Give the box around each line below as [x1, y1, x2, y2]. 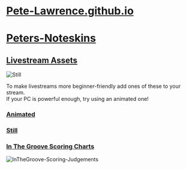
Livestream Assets [6, 55, 78, 65]
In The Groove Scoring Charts [6, 142, 95, 150]
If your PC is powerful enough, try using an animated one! [6, 96, 149, 103]
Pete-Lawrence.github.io [6, 4, 134, 18]
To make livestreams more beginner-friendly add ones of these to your [6, 82, 181, 90]
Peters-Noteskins [6, 32, 96, 45]
